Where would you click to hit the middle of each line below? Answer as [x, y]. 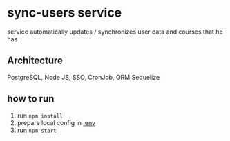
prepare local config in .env [56, 122]
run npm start [37, 130]
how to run [31, 99]
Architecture [35, 61]
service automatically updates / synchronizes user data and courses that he [115, 32]
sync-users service [65, 13]
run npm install [40, 116]
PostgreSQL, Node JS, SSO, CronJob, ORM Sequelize [84, 77]
